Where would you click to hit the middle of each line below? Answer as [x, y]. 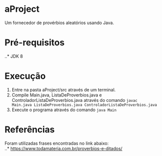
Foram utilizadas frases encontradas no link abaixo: [57, 143]
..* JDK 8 [14, 56]
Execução [25, 76]
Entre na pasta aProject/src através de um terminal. [64, 90]
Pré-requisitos [35, 43]
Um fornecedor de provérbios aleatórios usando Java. [59, 23]
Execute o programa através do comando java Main [64, 110]
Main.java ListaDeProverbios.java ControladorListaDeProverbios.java [84, 105]
